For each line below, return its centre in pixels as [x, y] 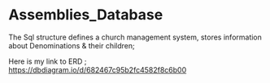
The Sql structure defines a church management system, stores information [135, 37]
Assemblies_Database [86, 15]
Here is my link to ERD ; [48, 61]
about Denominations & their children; [72, 45]
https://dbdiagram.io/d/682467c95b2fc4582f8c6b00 [98, 69]
